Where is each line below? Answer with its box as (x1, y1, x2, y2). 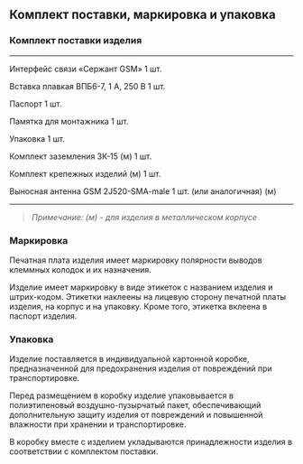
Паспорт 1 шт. (9, 98, 62, 109)
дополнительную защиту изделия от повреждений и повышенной (9, 410, 263, 421)
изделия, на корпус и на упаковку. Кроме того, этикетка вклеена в (9, 301, 268, 311)
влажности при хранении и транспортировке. (9, 419, 187, 430)
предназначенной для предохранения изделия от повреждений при (9, 363, 272, 374)
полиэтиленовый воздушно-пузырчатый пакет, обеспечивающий (9, 400, 262, 411)
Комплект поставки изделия (9, 34, 142, 47)
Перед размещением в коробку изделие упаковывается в (9, 390, 234, 401)
